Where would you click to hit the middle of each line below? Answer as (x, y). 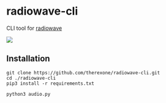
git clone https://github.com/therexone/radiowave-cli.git (83, 73)
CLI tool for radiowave (34, 28)
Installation (28, 59)
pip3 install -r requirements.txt (51, 83)
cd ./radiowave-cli (31, 78)
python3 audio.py (28, 94)
